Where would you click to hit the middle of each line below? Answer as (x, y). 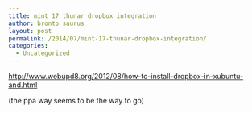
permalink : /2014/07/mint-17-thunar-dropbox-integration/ (107, 38)
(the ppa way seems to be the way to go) (76, 100)
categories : (28, 46)
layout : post (30, 31)
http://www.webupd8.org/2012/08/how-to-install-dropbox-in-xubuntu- (126, 76)
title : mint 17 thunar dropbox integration (83, 16)
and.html (23, 85)
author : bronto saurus (46, 23)
